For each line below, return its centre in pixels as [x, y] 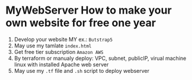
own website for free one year [81, 23]
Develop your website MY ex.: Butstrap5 [63, 39]
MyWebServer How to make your [89, 10]
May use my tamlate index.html [53, 46]
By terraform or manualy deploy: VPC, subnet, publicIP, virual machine [100, 58]
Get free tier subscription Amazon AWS [59, 52]
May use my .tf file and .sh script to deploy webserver [81, 71]
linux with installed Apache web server [61, 64]
